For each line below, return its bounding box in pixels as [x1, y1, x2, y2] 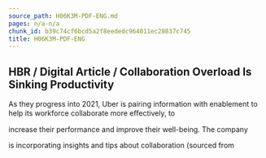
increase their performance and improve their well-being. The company [8, 125, 248, 134]
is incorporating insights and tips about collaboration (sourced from [8, 140, 234, 151]
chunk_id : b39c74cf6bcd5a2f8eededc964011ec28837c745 [8, 27, 191, 35]
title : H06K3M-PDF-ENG [8, 34, 85, 43]
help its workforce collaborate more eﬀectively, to [8, 108, 176, 118]
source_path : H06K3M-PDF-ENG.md [8, 11, 118, 20]
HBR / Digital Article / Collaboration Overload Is [8, 64, 252, 78]
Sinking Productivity [8, 77, 115, 91]
